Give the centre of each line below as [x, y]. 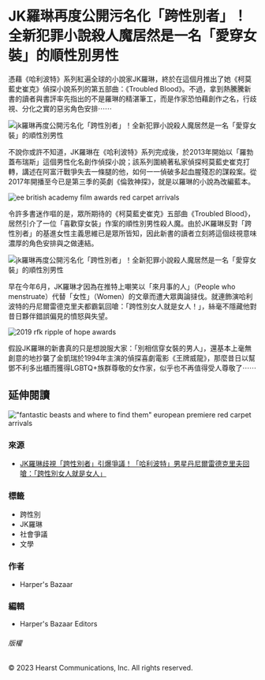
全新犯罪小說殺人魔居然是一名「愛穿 [126, 36]
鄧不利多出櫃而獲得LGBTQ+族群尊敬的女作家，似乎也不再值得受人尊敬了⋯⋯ [132, 368]
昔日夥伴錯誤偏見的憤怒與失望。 [60, 316]
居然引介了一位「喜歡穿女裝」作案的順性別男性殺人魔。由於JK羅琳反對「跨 [130, 223]
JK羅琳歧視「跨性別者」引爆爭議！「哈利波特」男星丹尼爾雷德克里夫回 [134, 464]
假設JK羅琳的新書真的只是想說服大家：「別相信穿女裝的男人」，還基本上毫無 [130, 348]
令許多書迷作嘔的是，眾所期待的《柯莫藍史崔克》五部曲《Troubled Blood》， [131, 213]
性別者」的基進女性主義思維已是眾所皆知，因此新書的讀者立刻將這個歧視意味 [132, 233]
